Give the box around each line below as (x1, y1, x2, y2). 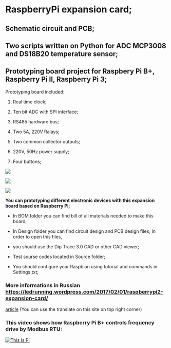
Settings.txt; (12, 269, 39, 275)
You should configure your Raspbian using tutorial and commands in (12, 263, 158, 269)
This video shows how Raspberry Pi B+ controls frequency (5, 319, 155, 326)
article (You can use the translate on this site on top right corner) (5, 306, 142, 313)
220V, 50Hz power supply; (12, 148, 69, 155)
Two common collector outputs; (12, 138, 81, 144)
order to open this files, (12, 233, 63, 240)
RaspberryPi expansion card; (5, 4, 132, 15)
